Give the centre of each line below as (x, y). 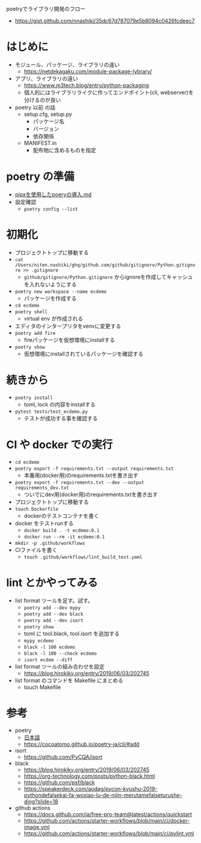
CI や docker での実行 (59, 444)
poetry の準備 (40, 177)
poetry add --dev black (54, 614)
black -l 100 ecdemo (49, 647)
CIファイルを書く (36, 550)
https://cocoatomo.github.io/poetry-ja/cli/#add (82, 744)
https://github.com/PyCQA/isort (63, 757)
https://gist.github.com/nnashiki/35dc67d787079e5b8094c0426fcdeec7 (105, 21)
